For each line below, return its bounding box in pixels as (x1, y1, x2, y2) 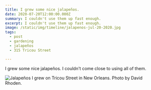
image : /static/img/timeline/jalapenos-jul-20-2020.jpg (5, 25, 121, 30)
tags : (5, 30, 16, 35)
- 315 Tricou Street (9, 48, 51, 53)
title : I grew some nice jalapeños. (5, 7, 79, 12)
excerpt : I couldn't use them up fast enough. (5, 20, 101, 26)
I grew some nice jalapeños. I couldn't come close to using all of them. (5, 65, 147, 71)
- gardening (9, 39, 34, 44)
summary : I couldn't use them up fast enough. (5, 16, 101, 21)
